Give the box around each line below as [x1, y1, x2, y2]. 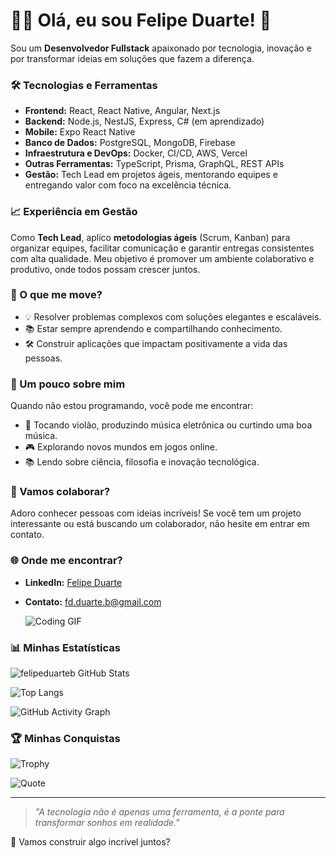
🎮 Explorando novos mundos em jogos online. [24, 441, 218, 453]
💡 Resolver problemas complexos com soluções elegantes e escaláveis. [24, 310, 322, 323]
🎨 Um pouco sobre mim [10, 377, 126, 391]
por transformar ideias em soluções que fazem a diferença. [10, 52, 255, 64]
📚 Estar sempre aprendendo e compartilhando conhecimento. [24, 322, 283, 334]
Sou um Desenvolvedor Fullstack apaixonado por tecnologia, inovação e [10, 42, 312, 54]
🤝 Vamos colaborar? [10, 485, 111, 499]
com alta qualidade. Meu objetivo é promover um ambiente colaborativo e [10, 252, 315, 264]
